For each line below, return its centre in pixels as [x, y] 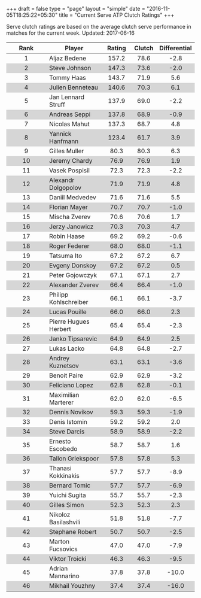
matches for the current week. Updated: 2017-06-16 [70, 33]
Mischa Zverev [70, 217]
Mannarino [64, 576]
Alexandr [62, 180]
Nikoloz [60, 514]
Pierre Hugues [69, 321]
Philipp [59, 295]
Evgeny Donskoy [73, 265]
